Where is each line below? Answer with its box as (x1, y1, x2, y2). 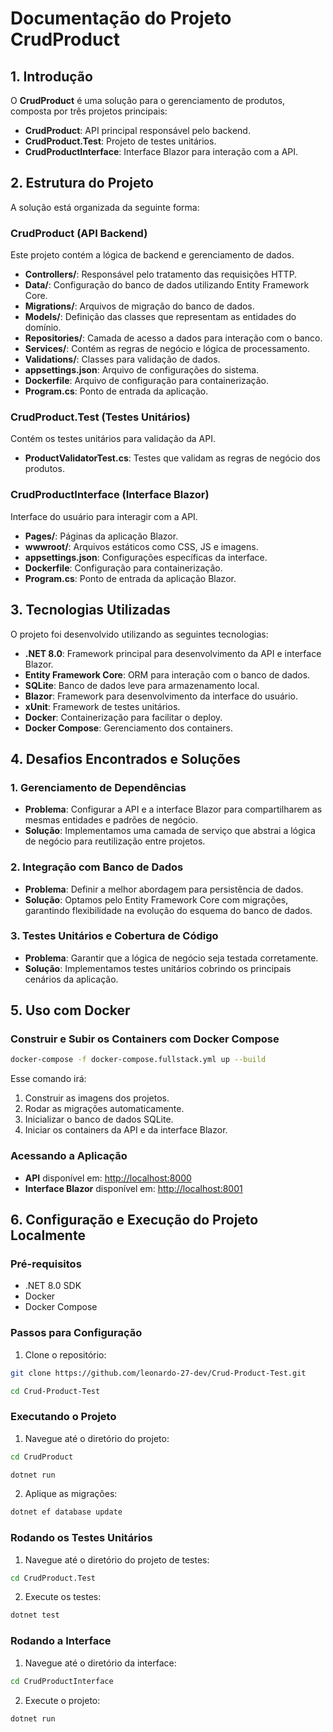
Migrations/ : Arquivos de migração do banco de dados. (24, 300, 255, 312)
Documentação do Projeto (10, 7, 232, 30)
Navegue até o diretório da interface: (24, 1657, 177, 1669)
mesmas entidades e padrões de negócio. (24, 814, 199, 826)
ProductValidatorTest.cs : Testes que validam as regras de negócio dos (24, 452, 321, 464)
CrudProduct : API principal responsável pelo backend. (24, 125, 251, 136)
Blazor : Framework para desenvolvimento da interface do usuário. (24, 690, 299, 702)
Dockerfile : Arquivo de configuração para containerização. (24, 375, 269, 387)
